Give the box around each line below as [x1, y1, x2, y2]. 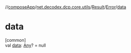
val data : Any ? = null [5, 42, 46, 48]
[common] [5, 37, 26, 43]
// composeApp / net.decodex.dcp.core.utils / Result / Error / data [5, 4, 126, 10]
